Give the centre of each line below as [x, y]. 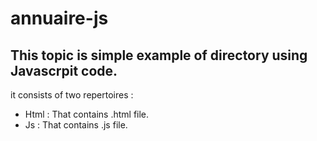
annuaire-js [59, 18]
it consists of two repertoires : [72, 95]
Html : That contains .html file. [87, 114]
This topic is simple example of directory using [159, 55]
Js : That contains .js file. [76, 125]
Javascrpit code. [64, 70]
